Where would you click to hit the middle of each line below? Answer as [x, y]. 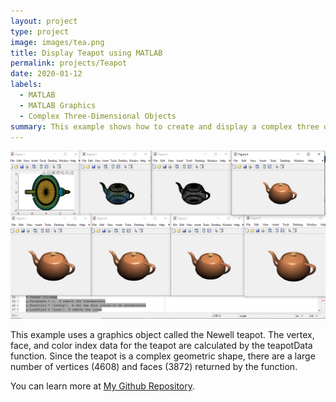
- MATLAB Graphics [58, 105]
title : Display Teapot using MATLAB [86, 53]
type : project [40, 31]
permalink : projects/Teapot [69, 63]
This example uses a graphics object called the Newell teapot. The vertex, [162, 335]
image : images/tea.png [57, 42]
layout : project [44, 21]
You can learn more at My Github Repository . [103, 386]
